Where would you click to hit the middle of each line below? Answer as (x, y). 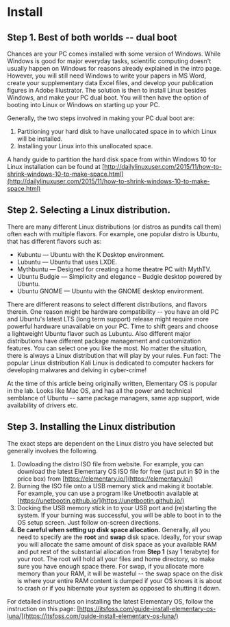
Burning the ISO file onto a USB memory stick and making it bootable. (115, 486)
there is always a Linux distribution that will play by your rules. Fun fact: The (114, 355)
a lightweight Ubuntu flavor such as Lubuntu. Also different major (99, 333)
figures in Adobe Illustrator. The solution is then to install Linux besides (107, 90)
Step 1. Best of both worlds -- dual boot (92, 37)
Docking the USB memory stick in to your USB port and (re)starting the (117, 508)
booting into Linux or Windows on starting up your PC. (84, 105)
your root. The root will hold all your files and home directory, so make (116, 559)
